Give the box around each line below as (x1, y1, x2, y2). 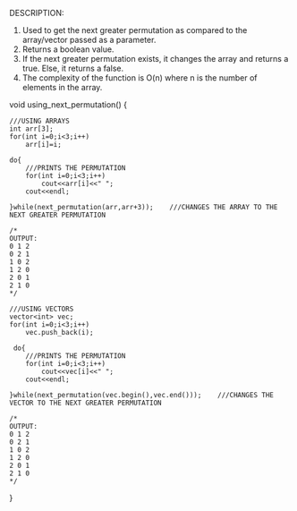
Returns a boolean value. (21, 44, 115, 55)
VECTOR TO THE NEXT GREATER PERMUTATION (9, 398, 163, 407)
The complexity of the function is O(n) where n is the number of (21, 72, 258, 83)
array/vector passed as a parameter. (21, 35, 157, 45)
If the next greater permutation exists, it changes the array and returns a (21, 54, 289, 64)
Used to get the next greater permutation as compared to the (21, 25, 248, 35)
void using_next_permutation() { (9, 99, 128, 110)
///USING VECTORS (9, 304, 74, 313)
